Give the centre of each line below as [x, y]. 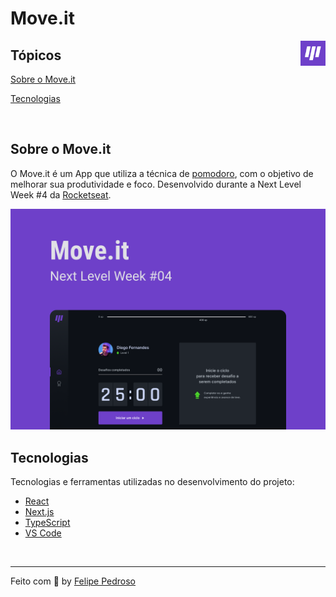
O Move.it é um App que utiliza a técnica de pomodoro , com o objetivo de [162, 173]
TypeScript [47, 523]
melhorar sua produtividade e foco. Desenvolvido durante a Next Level [156, 184]
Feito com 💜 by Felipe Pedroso [73, 581]
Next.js [39, 512]
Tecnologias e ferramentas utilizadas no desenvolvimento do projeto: [152, 482]
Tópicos [36, 55]
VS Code [43, 533]
